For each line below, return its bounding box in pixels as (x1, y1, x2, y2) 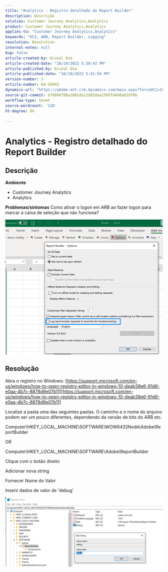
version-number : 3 (5, 77, 43, 82)
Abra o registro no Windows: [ (5, 378, 67, 384)
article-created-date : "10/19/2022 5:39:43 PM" (5, 61, 106, 66)
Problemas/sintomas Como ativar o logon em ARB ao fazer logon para (5, 204, 151, 210)
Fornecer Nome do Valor (5, 477, 56, 483)
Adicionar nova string (5, 468, 49, 474)
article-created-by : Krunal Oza (5, 56, 72, 61)
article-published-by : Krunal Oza (5, 66, 77, 71)
